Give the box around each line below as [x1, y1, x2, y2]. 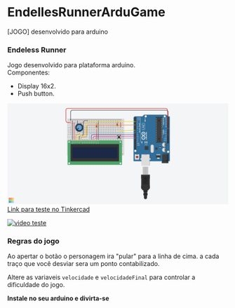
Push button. [17, 89, 55, 98]
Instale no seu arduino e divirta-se [7, 294, 110, 302]
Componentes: [7, 68, 51, 77]
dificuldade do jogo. [7, 281, 65, 289]
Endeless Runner [7, 45, 67, 55]
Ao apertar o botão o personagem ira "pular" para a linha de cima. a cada [7, 252, 220, 260]
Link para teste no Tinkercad [7, 205, 90, 214]
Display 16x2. [17, 82, 56, 91]
